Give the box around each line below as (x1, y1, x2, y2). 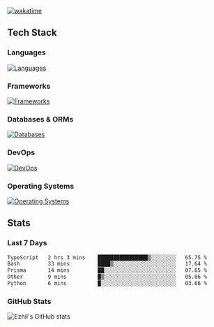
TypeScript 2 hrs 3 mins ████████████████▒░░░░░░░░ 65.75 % (7, 254, 208, 261)
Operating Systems (7, 181, 75, 191)
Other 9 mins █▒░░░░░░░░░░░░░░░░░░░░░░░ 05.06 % (7, 273, 208, 281)
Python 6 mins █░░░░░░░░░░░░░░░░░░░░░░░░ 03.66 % (7, 280, 208, 287)
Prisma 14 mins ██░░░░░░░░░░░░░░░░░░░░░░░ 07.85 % (7, 267, 208, 274)
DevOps (7, 147, 36, 157)
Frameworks (7, 81, 51, 91)
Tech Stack (7, 27, 57, 38)
